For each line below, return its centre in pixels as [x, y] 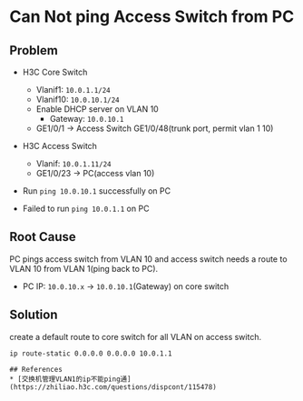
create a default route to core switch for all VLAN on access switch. [135, 336]
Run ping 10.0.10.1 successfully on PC [96, 191]
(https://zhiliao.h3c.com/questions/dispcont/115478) [113, 387]
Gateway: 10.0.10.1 [87, 119]
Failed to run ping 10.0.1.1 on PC [86, 208]
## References [36, 369]
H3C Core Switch [55, 72]
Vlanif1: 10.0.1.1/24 [73, 90]
